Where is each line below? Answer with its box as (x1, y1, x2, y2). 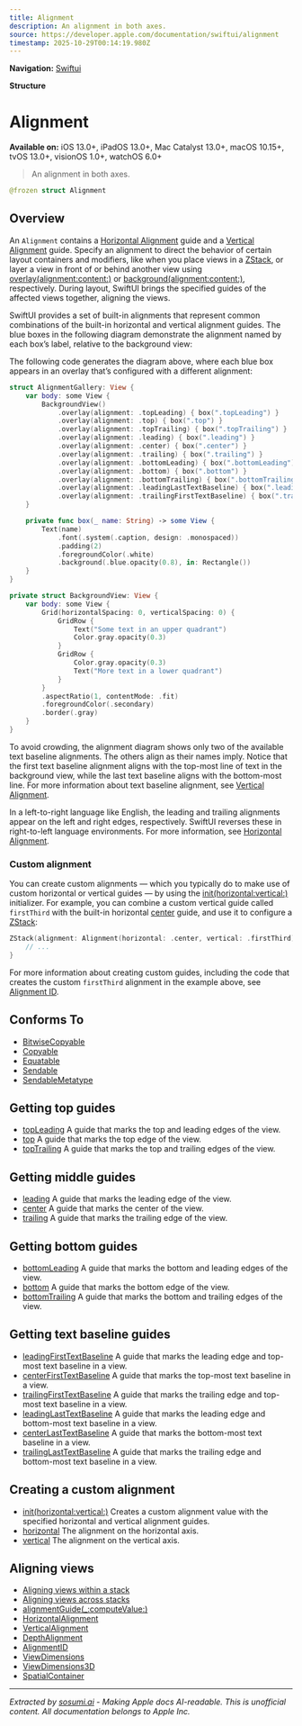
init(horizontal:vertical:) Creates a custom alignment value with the (22, 1505, 269, 1517)
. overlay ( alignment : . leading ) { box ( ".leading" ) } (57, 433, 255, 442)
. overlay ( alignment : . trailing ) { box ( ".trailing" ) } (57, 449, 263, 459)
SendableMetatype (22, 1074, 93, 1085)
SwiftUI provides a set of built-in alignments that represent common (9, 310, 261, 321)
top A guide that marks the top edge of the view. (22, 1134, 202, 1144)
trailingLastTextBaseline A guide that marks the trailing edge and (22, 1446, 262, 1457)
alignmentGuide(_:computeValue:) (22, 1604, 148, 1614)
